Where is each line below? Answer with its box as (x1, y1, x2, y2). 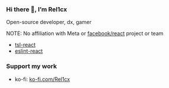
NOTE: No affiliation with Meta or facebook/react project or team (6, 30, 164, 37)
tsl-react (14, 41, 36, 49)
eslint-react (14, 48, 43, 55)
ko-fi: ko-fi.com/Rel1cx (14, 76, 70, 83)
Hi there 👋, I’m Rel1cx (6, 5, 67, 13)
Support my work (6, 62, 57, 70)
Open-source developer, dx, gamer (6, 19, 92, 26)
